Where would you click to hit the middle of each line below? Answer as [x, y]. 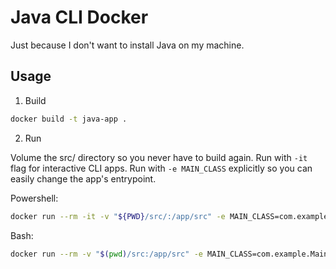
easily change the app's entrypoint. [83, 178]
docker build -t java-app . [69, 119]
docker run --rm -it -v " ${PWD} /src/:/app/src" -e [118, 216]
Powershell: [34, 198]
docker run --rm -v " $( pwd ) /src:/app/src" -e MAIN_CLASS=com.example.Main [169, 254]
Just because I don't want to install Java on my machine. [127, 45]
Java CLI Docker [79, 17]
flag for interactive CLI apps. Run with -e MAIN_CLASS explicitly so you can [161, 168]
